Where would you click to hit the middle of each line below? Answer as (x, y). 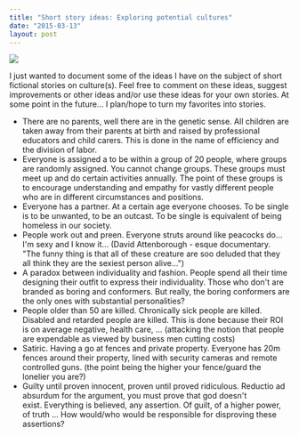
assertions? (43, 424)
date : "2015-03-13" (45, 26)
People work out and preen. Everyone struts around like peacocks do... (152, 235)
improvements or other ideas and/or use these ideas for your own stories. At (149, 95)
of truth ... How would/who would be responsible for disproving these (149, 415)
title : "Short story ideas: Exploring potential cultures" (121, 17)
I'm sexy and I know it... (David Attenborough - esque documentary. (146, 245)
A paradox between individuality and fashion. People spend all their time (154, 273)
